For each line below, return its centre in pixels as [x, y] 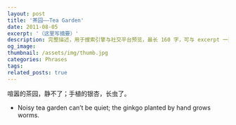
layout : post [26, 14]
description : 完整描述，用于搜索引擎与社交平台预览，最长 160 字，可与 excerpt [113, 40]
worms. [28, 115]
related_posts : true [38, 72]
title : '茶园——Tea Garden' [46, 20]
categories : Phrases [38, 60]
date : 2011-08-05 [33, 27]
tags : [15, 66]
